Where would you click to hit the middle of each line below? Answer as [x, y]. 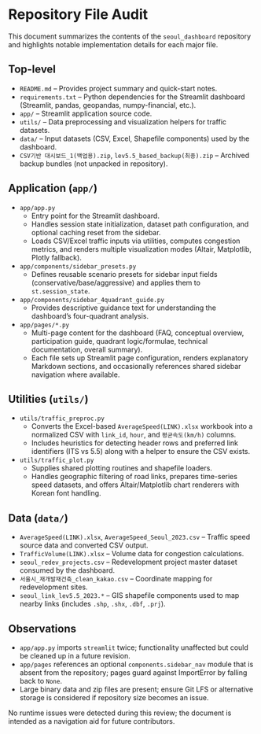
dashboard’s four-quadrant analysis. [90, 315]
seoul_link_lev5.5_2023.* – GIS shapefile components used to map [129, 596]
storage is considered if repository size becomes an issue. [114, 697]
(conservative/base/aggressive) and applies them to [116, 282]
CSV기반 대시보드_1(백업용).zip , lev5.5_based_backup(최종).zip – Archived [134, 155]
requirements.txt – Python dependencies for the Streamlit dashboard [132, 97]
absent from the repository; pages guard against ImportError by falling [133, 673]
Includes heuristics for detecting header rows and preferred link [134, 443]
